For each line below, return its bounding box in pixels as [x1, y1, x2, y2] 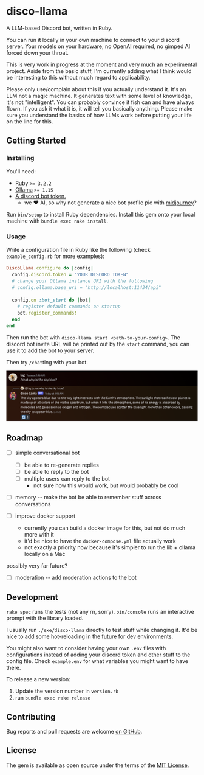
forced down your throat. [6, 49, 69, 56]
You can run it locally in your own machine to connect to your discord [6, 36, 180, 43]
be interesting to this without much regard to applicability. [6, 74, 151, 81]
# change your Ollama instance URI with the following [12, 278, 154, 284]
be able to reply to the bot [24, 468, 89, 475]
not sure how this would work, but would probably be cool [33, 482, 179, 489]
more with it [24, 531, 55, 538]
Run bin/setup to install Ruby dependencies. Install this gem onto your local [6, 210, 195, 218]
